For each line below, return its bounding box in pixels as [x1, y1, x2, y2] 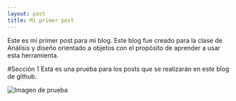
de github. [7, 72, 37, 81]
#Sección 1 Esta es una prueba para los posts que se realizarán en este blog [7, 65, 230, 73]
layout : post [7, 10, 46, 18]
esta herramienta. [7, 50, 59, 60]
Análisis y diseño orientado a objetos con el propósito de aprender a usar [7, 43, 220, 52]
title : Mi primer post [7, 17, 74, 24]
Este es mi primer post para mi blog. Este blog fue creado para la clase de [7, 36, 223, 44]
